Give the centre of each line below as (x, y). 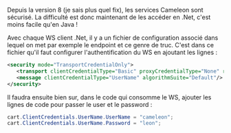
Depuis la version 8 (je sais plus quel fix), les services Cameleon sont (106, 10)
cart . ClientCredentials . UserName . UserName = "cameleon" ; (90, 117)
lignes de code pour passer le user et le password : (80, 104)
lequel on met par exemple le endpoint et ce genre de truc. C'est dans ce (111, 45)
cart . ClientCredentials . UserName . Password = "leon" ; (84, 123)
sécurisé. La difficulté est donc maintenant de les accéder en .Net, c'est (109, 17)
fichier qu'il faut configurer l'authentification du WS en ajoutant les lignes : (112, 52)
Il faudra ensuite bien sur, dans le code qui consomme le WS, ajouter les (109, 97)
